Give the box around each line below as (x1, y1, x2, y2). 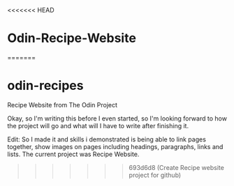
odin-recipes (7, 78, 84, 93)
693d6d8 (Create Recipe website (129, 163, 225, 171)
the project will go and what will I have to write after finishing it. (7, 121, 189, 130)
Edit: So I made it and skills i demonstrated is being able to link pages (7, 135, 206, 144)
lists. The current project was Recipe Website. (7, 150, 140, 158)
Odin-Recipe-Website (7, 31, 136, 46)
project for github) (129, 171, 182, 179)
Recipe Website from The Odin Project (7, 100, 117, 109)
